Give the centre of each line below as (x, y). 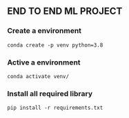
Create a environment (44, 31)
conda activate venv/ (38, 76)
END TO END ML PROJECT (65, 11)
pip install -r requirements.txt (55, 108)
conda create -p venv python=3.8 (55, 45)
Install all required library (50, 93)
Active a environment (44, 62)
